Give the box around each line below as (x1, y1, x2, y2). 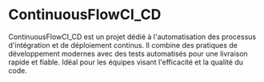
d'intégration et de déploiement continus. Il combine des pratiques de (8, 40, 238, 49)
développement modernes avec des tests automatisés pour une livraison (8, 49, 248, 58)
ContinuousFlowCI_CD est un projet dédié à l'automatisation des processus (8, 32, 257, 41)
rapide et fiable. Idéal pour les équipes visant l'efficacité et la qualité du (8, 57, 244, 67)
